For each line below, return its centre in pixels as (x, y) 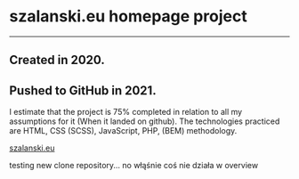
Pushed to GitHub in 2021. (83, 90)
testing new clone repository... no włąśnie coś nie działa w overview (134, 166)
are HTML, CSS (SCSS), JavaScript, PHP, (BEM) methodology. (123, 131)
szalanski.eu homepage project (128, 16)
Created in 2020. (57, 60)
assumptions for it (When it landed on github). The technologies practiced (145, 121)
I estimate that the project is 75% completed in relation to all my (126, 112)
